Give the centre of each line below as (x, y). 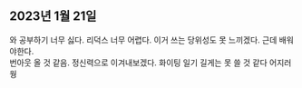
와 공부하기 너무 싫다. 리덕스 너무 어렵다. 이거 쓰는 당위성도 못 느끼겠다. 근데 (143, 40)
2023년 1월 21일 (53, 16)
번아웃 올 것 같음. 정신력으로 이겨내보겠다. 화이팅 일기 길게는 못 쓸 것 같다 (138, 63)
